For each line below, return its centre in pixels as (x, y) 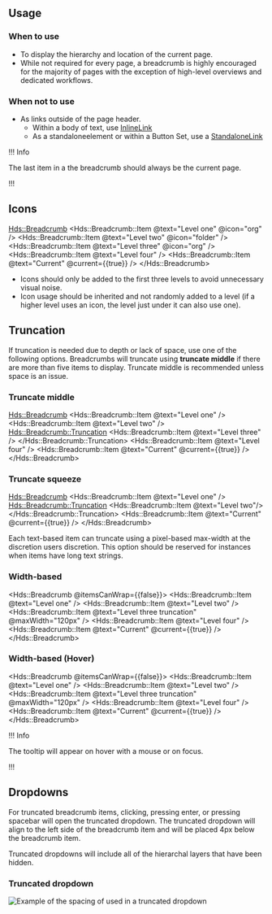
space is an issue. (39, 376)
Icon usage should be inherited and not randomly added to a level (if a (138, 296)
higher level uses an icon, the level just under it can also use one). (130, 305)
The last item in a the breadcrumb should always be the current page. (125, 168)
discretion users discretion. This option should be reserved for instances (130, 547)
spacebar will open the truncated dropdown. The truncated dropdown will (132, 820)
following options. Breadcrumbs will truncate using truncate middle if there (135, 359)
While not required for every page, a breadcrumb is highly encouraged (138, 63)
